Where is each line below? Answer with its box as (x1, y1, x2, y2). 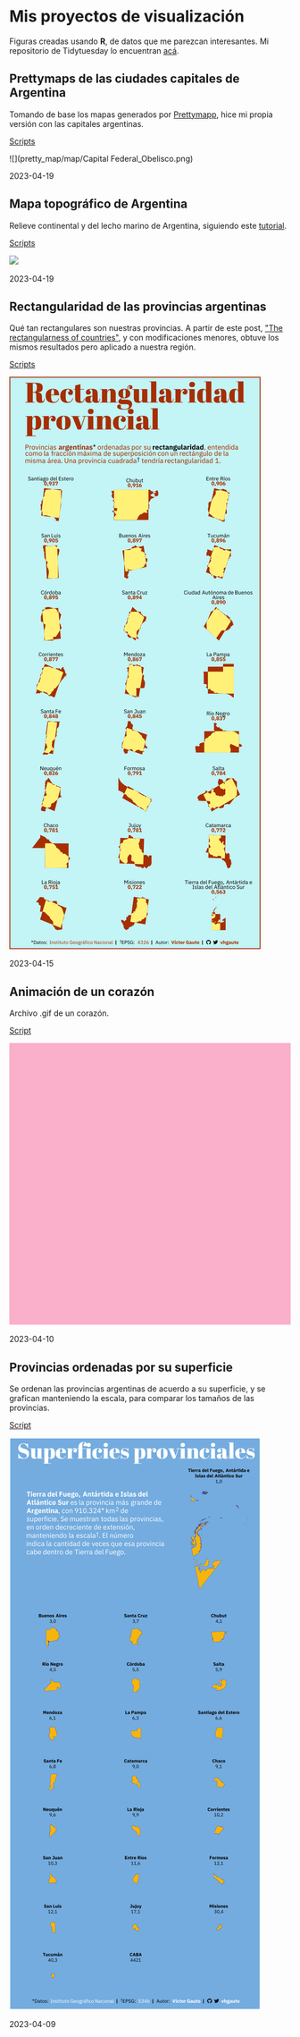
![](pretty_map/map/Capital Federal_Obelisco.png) (9, 153, 194, 164)
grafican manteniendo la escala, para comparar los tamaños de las (9, 1393, 254, 1403)
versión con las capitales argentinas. (9, 118, 145, 129)
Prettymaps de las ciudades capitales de (9, 72, 240, 87)
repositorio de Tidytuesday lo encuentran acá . (9, 45, 179, 55)
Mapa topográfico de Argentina (9, 197, 187, 212)
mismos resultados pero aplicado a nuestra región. (9, 342, 196, 352)
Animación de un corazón (9, 984, 154, 999)
